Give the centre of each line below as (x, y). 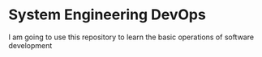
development (30, 45)
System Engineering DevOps (107, 15)
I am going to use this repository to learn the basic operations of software (131, 37)
